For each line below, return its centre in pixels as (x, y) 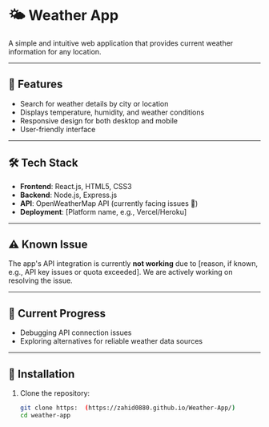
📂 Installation (42, 374)
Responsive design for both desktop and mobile (99, 120)
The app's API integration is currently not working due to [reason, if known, (133, 264)
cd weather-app (45, 415)
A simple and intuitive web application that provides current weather (121, 43)
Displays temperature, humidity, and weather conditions (112, 112)
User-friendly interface (58, 129)
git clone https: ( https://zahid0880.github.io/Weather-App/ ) (128, 408)
